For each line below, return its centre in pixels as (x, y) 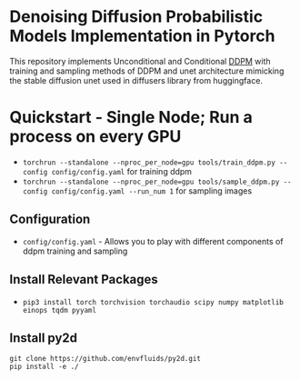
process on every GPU (95, 137)
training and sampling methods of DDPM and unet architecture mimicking (147, 71)
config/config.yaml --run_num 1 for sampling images (152, 190)
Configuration (50, 220)
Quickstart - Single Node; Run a (131, 118)
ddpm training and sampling (75, 251)
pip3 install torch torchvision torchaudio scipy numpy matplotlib (153, 302)
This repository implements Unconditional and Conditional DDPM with (140, 61)
